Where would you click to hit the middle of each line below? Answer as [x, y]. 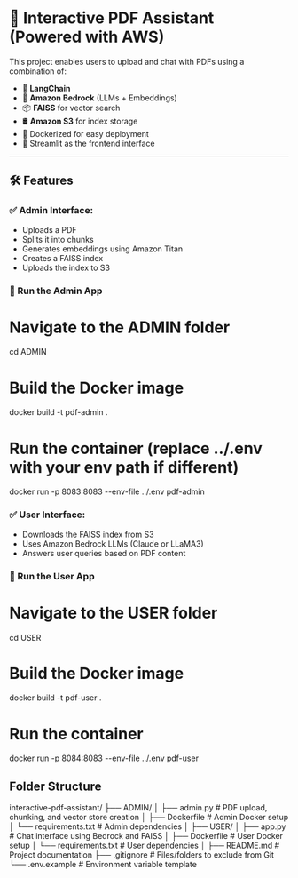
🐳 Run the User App [52, 576]
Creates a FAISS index [63, 258]
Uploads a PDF [49, 229]
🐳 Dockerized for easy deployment [85, 133]
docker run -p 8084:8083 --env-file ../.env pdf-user [104, 758]
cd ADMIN [28, 352]
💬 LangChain [46, 88]
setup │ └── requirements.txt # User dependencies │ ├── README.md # [145, 846]
